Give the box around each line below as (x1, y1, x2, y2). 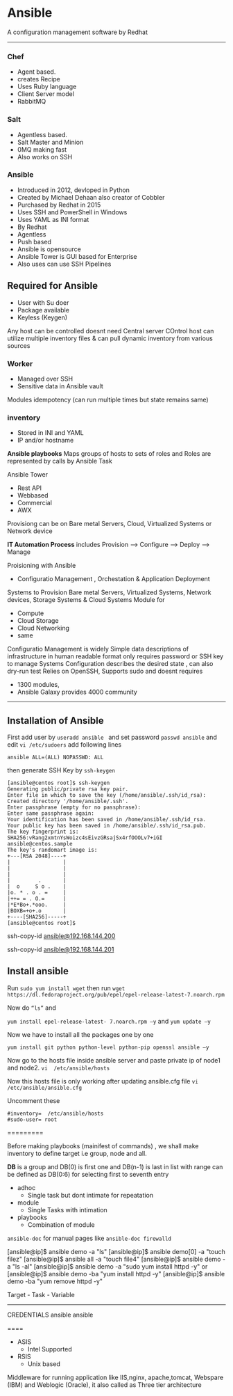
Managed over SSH (17, 374, 74, 383)
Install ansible (7, 965, 69, 977)
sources (7, 341, 31, 349)
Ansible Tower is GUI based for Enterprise (17, 252, 137, 260)
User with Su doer (17, 298, 69, 307)
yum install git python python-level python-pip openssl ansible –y (7, 1044, 209, 1051)
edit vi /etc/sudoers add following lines (7, 740, 122, 749)
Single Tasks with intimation (27, 1205, 107, 1214)
